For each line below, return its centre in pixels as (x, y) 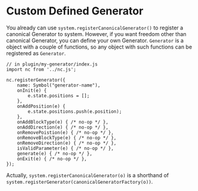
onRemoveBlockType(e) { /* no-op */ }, (67, 138)
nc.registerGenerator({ (36, 80)
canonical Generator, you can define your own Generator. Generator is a (95, 40)
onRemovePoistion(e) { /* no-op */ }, (65, 132)
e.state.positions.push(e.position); (75, 111)
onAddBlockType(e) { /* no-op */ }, (63, 122)
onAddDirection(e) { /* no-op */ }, (63, 127)
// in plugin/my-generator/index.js (52, 64)
